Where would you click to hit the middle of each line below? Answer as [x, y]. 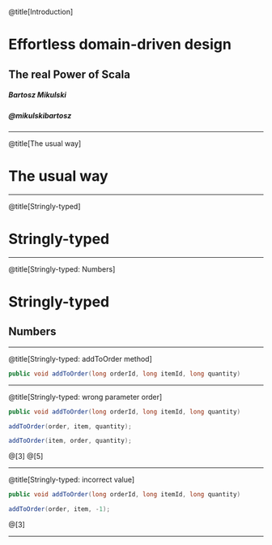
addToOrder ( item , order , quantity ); [70, 441]
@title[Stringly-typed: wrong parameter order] [85, 397]
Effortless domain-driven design [120, 45]
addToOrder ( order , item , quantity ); [70, 426]
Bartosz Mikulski [38, 95]
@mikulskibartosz [40, 115]
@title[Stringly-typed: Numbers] [62, 269]
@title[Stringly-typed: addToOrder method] [80, 358]
